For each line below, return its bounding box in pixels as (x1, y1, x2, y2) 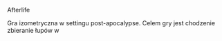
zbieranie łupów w (7, 27, 59, 34)
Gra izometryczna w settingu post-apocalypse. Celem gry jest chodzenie (7, 19, 216, 27)
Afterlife (7, 6, 30, 14)
